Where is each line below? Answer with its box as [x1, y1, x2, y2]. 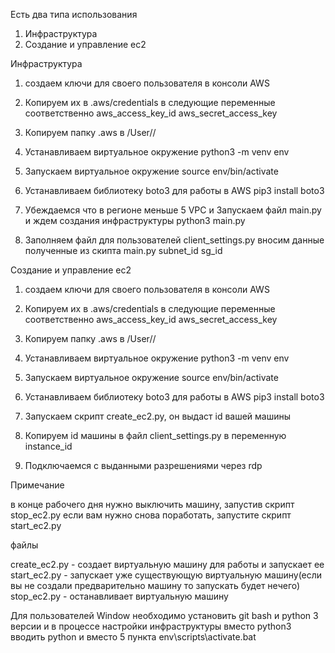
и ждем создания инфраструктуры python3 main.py [24, 215, 246, 226]
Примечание [10, 479, 65, 491]
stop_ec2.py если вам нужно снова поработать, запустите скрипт [10, 509, 292, 521]
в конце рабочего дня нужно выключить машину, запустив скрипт [10, 499, 295, 510]
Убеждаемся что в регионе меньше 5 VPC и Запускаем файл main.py [24, 204, 322, 216]
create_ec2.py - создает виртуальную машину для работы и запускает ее [10, 559, 325, 570]
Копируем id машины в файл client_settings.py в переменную [24, 430, 287, 441]
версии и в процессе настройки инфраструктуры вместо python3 [10, 620, 292, 632]
